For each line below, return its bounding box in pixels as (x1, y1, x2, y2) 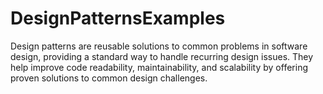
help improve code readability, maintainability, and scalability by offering (10, 61, 308, 73)
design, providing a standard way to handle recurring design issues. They (10, 50, 314, 62)
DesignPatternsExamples (10, 7, 226, 30)
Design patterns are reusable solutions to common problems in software (10, 40, 308, 52)
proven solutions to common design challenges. (10, 72, 208, 84)
